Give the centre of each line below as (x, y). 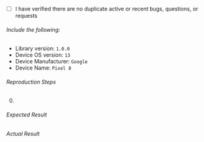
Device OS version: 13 (43, 55)
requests (26, 16)
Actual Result (23, 133)
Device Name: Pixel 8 (43, 68)
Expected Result (27, 115)
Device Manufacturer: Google (51, 62)
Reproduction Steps (31, 82)
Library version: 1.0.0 (42, 49)
